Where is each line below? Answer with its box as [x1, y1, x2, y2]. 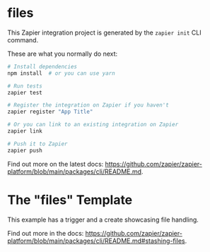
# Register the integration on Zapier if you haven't [7, 102, 170, 109]
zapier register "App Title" [7, 108, 93, 116]
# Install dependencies [7, 63, 78, 70]
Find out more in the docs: [7, 229, 84, 237]
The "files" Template [7, 192, 133, 208]
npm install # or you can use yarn [7, 69, 115, 77]
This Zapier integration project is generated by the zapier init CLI [7, 28, 202, 37]
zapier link [7, 128, 42, 135]
